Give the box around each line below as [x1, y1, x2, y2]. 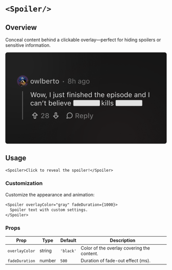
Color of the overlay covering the [80, 245, 150, 251]
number [39, 257, 56, 263]
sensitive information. [5, 42, 51, 48]
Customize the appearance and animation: [5, 191, 95, 197]
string [39, 247, 52, 254]
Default [60, 237, 77, 244]
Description [110, 237, 136, 244]
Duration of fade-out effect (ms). [80, 257, 151, 263]
